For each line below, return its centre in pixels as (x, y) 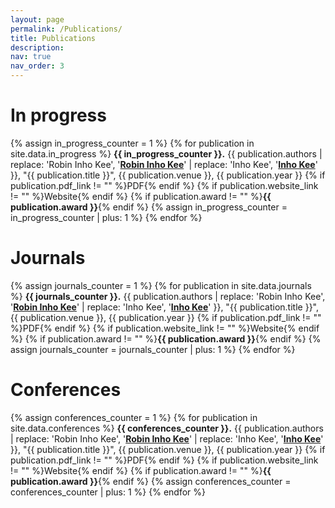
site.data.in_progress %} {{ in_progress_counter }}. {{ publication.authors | (166, 153)
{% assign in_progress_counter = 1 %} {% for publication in (132, 143)
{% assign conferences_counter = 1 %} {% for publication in (134, 417)
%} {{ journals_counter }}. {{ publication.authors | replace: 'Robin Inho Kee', (168, 296)
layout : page (37, 19)
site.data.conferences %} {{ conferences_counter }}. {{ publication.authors (167, 428)
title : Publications (53, 38)
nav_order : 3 (37, 66)
